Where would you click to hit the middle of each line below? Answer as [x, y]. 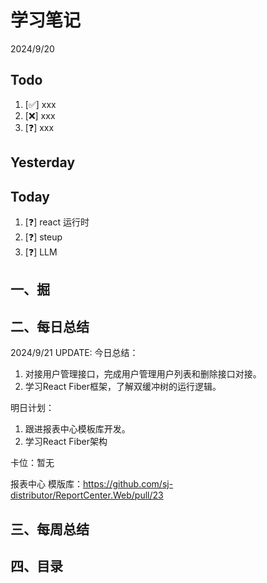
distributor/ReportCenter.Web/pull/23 [87, 495]
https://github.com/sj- [128, 484]
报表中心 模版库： [46, 484]
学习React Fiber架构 [66, 442]
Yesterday [43, 162]
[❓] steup [43, 237]
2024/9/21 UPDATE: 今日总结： [74, 353]
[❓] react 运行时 [57, 222]
